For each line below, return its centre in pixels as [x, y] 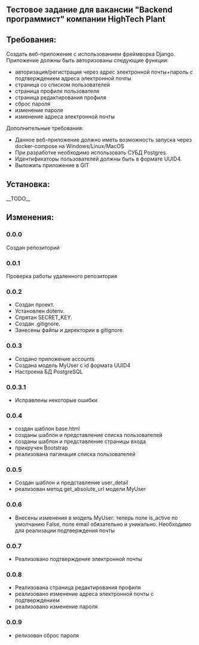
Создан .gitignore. [38, 324]
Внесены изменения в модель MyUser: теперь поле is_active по [96, 517]
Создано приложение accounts [55, 358]
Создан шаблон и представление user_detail [71, 483]
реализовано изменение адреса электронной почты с [84, 594]
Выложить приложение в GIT [52, 165]
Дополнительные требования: [45, 128]
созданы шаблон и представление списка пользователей [88, 435]
